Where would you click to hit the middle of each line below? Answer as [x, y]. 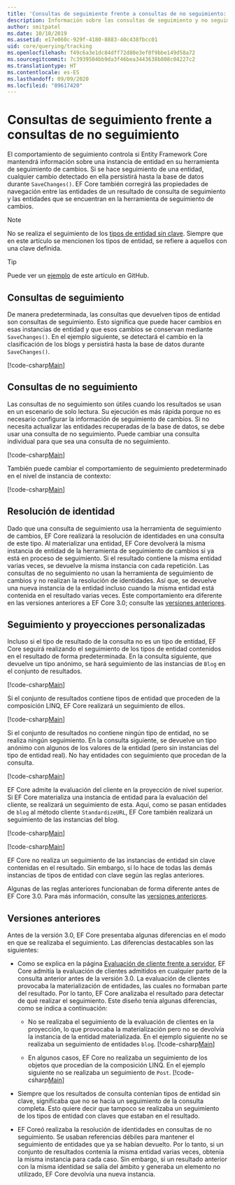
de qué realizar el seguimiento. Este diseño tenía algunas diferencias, [117, 1001]
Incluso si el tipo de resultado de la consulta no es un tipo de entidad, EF [112, 642]
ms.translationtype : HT [42, 66]
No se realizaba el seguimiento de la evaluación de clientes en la [121, 1022]
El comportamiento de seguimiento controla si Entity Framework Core [107, 154]
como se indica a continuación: [62, 1009]
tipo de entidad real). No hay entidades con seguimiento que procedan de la [117, 755]
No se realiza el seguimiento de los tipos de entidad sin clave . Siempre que [115, 234]
